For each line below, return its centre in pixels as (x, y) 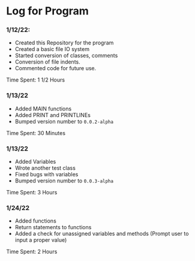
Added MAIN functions (43, 109)
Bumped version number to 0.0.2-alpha (64, 121)
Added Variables (35, 162)
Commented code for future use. (55, 68)
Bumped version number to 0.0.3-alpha (64, 181)
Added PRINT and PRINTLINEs (53, 115)
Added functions (36, 221)
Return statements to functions (53, 227)
